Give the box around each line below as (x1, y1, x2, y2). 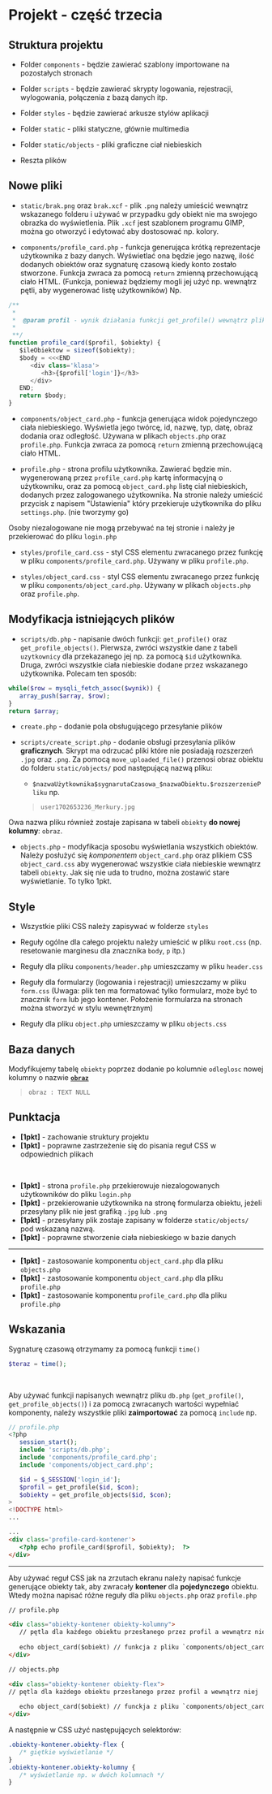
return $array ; (8, 707, 60, 715)
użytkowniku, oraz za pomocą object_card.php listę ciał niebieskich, (19, 482, 249, 491)
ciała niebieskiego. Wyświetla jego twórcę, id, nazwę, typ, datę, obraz (19, 422, 253, 432)
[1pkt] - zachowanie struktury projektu (19, 1131, 150, 1142)
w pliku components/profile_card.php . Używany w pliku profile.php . (19, 556, 249, 566)
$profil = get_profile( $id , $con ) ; (19, 1483, 139, 1491)
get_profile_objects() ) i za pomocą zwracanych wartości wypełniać (8, 1398, 240, 1408)
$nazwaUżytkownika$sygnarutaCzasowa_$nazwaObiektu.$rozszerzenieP (32, 780, 261, 789)
